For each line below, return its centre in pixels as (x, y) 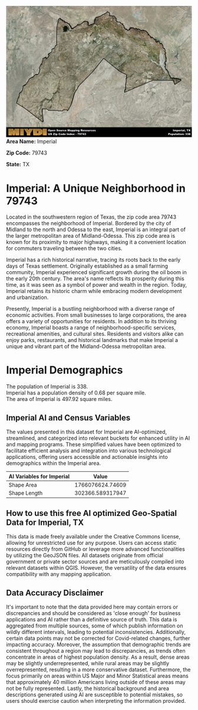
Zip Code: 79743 (27, 153)
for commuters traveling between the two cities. (64, 248)
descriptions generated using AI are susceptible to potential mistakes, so (94, 695)
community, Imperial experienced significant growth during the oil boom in (96, 272)
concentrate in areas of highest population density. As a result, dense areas (98, 657)
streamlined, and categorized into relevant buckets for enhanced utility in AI (98, 438)
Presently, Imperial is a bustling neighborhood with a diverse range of (90, 309)
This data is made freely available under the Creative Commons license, (93, 537)
